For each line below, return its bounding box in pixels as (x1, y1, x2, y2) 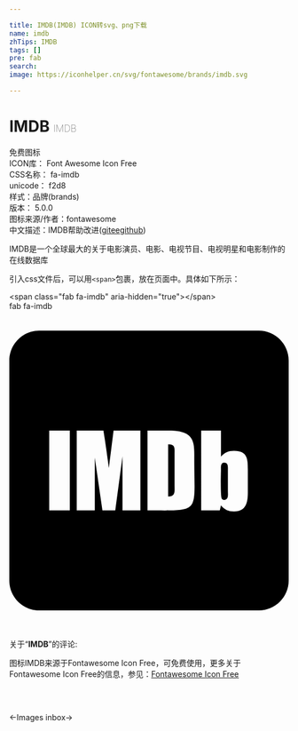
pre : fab (9, 54, 42, 63)
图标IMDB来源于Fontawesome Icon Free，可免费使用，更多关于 (9, 657, 241, 668)
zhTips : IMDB (9, 37, 58, 46)
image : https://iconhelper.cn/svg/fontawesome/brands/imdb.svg (9, 70, 248, 80)
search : (9, 62, 38, 71)
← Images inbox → (9, 711, 74, 722)
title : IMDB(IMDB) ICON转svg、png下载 (9, 20, 148, 29)
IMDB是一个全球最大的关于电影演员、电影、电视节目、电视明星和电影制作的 (9, 243, 286, 254)
